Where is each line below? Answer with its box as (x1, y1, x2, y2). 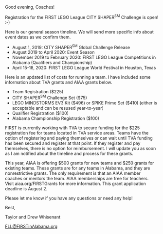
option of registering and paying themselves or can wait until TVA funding (5, 135, 153, 141)
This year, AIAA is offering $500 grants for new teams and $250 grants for (5, 160, 154, 166)
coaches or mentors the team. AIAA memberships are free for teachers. (5, 175, 149, 181)
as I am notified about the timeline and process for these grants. (5, 150, 134, 156)
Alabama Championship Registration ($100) (12, 115, 100, 121)
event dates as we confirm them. (5, 34, 71, 40)
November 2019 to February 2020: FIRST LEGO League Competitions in (12, 54, 156, 60)
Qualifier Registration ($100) (12, 110, 69, 116)
